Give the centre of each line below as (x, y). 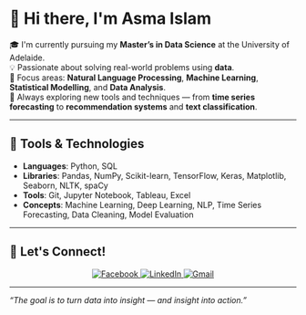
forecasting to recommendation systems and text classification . (133, 106)
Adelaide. (27, 58)
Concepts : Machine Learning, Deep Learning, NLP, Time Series (142, 205)
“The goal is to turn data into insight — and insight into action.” (128, 299)
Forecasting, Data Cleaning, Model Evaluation (108, 215)
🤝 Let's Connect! (58, 252)
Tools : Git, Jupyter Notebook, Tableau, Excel (107, 194)
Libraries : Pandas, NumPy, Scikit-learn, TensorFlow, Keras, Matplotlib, (154, 175)
